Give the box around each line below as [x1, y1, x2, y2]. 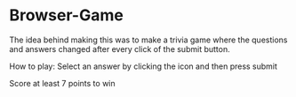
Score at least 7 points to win [9, 78, 116, 88]
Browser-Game [9, 5, 124, 26]
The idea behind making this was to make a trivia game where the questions [9, 34, 288, 45]
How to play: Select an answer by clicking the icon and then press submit [9, 61, 278, 71]
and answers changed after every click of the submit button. [9, 43, 230, 54]
